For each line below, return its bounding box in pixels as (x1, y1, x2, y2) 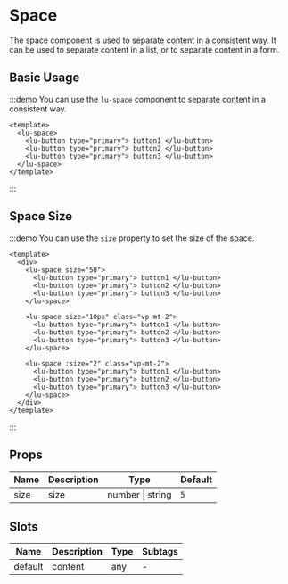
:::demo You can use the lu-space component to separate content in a (9, 94, 266, 104)
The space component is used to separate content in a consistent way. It (9, 35, 276, 45)
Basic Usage (9, 70, 80, 86)
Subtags (141, 546, 178, 558)
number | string (107, 489, 172, 501)
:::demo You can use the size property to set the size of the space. (9, 233, 255, 243)
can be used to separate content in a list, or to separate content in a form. (9, 44, 280, 54)
